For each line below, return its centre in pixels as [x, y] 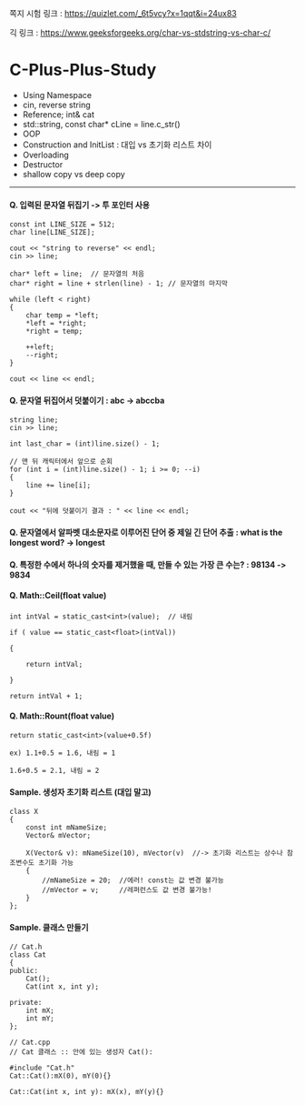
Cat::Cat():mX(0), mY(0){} [60, 1076]
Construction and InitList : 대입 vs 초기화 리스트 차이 [117, 145]
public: [24, 971]
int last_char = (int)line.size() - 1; [85, 444]
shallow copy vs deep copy [74, 174]
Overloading [46, 155]
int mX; [40, 1011]
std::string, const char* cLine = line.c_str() [101, 124]
